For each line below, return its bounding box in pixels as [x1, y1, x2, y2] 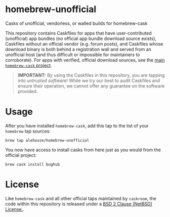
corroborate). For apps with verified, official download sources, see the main [5, 57, 165, 63]
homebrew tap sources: [5, 128, 51, 134]
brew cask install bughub [5, 162, 60, 167]
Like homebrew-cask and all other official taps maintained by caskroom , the [5, 195, 157, 201]
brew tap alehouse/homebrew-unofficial [5, 138, 90, 143]
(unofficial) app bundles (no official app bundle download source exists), [5, 35, 157, 41]
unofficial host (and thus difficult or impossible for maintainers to [5, 52, 140, 58]
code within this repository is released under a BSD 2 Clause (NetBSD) [5, 201, 153, 207]
